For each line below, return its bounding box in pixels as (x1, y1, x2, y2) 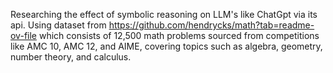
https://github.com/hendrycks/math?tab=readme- (108, 19, 315, 31)
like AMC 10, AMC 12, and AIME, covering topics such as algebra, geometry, (10, 40, 323, 52)
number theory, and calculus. (10, 51, 132, 63)
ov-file (10, 30, 37, 41)
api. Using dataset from (10, 19, 107, 31)
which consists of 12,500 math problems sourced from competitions (38, 30, 320, 41)
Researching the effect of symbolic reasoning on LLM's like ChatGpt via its (10, 9, 318, 20)
